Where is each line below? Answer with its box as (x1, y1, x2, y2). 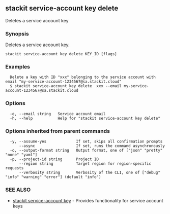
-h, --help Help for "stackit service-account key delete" (10, 116, 160, 121)
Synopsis (5, 30, 29, 37)
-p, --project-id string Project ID (10, 157, 99, 162)
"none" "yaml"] (5, 152, 38, 157)
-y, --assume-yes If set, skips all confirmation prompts (10, 139, 163, 144)
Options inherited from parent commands (5, 127, 110, 134)
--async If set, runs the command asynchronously (18, 144, 165, 149)
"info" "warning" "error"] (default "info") (5, 174, 101, 180)
